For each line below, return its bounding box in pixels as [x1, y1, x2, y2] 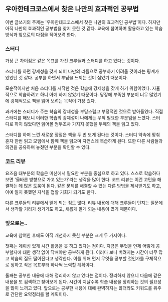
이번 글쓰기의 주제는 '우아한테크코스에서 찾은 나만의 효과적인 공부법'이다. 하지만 [5, 19, 160, 25]
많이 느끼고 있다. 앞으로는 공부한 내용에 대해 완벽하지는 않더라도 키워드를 [10, 285, 152, 291]
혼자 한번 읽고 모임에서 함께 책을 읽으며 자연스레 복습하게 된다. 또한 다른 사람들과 [5, 138, 163, 144]
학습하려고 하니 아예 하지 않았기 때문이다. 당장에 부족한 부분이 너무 [18, 92, 148, 98]
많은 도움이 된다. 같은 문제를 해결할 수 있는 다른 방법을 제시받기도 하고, [24, 183, 161, 189]
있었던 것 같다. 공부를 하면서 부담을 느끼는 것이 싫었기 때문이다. [5, 75, 128, 81]
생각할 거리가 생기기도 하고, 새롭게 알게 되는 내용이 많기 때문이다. [10, 206, 137, 212]
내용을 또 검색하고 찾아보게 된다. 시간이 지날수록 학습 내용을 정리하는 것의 [5, 278, 148, 284]
